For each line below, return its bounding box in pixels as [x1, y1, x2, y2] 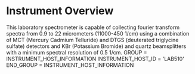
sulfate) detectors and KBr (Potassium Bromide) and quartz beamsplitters [6, 43, 187, 50]
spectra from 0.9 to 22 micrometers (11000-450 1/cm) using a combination [6, 30, 190, 37]
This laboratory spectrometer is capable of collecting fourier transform [6, 24, 180, 31]
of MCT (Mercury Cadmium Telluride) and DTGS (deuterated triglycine [6, 36, 179, 43]
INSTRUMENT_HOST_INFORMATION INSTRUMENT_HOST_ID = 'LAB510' [6, 55, 185, 62]
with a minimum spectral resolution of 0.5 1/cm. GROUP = [6, 49, 147, 56]
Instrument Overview [6, 4, 114, 18]
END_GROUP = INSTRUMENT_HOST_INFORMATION [6, 61, 134, 69]
